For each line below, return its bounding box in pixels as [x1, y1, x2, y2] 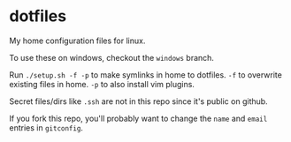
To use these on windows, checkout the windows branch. [9, 52, 215, 63]
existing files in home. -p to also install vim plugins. [9, 78, 195, 89]
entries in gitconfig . [9, 122, 84, 133]
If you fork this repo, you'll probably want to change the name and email [9, 113, 268, 123]
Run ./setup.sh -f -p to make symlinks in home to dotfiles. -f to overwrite [9, 69, 283, 80]
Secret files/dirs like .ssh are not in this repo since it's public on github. [9, 95, 268, 107]
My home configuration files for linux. [9, 35, 146, 46]
